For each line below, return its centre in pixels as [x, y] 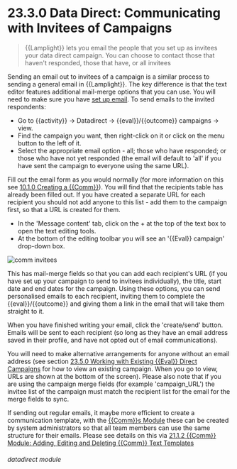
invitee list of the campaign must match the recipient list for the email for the [119, 391]
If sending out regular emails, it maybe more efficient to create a [101, 412]
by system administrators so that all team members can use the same [109, 428]
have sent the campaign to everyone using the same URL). [103, 165]
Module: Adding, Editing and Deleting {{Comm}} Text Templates [101, 443]
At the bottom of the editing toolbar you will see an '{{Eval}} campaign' [121, 238]
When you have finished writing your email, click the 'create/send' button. [115, 325]
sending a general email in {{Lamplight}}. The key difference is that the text [117, 84]
